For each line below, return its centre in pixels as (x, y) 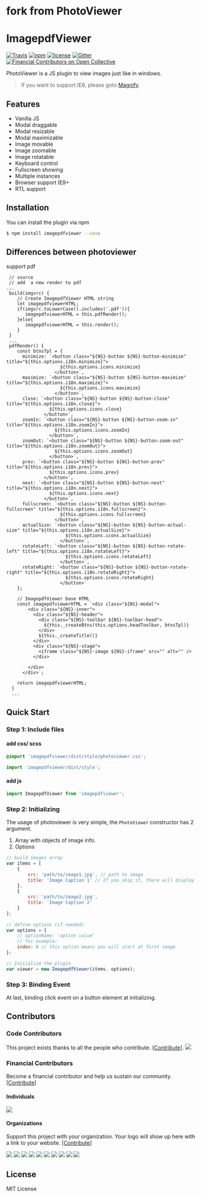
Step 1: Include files (35, 729)
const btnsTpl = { (40, 351)
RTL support (30, 188)
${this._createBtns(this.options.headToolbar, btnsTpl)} (116, 625)
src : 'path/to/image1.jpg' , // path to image (86, 874)
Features (23, 104)
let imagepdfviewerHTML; (48, 304)
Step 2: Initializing (33, 809)
